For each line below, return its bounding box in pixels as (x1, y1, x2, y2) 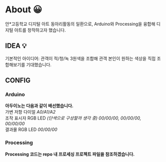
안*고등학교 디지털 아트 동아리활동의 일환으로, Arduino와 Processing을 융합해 (5, 21, 156, 27)
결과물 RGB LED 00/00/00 (5, 126, 58, 132)
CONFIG (5, 76, 31, 85)
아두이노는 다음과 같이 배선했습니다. (5, 103, 74, 109)
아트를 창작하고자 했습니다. (14, 27, 66, 33)
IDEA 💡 (5, 41, 27, 50)
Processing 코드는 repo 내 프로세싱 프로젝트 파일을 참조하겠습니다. (5, 151, 135, 157)
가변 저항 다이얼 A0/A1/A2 (5, 109, 56, 115)
